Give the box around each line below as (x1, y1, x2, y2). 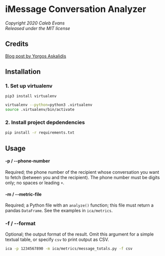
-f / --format (5, 220, 36, 227)
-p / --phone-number (5, 158, 50, 164)
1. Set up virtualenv (5, 82, 53, 89)
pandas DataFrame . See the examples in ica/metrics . (5, 208, 113, 214)
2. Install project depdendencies (5, 119, 85, 126)
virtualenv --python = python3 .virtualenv (5, 102, 93, 108)
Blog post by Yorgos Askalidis (5, 53, 66, 59)
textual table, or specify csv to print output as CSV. (5, 237, 109, 243)
